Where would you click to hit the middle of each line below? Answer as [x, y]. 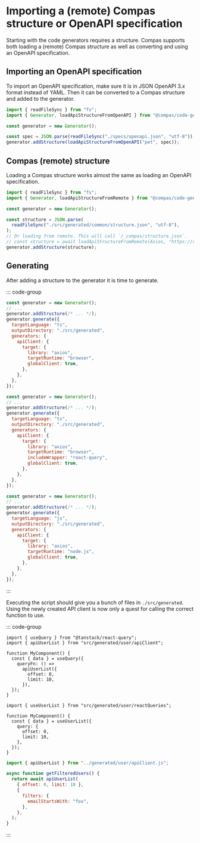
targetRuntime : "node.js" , [61, 552]
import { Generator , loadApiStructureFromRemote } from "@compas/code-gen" [102, 198]
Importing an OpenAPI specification [74, 72]
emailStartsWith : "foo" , [58, 801]
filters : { [35, 796]
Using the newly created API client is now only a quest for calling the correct [100, 609]
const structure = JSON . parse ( [45, 220]
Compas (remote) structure [58, 161]
